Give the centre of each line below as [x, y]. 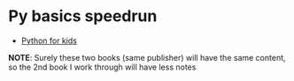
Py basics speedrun [83, 16]
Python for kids [49, 40]
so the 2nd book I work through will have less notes [102, 67]
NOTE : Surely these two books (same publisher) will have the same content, [147, 57]
